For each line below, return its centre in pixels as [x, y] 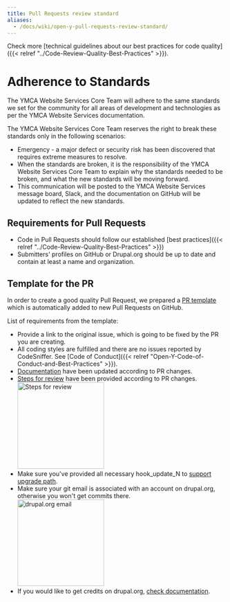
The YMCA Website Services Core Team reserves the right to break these [112, 129]
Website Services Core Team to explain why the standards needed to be [120, 172]
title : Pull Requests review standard [63, 14]
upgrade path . [37, 481]
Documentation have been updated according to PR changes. [105, 371]
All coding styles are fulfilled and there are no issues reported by [109, 349]
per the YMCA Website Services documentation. [76, 116]
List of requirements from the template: [63, 321]
